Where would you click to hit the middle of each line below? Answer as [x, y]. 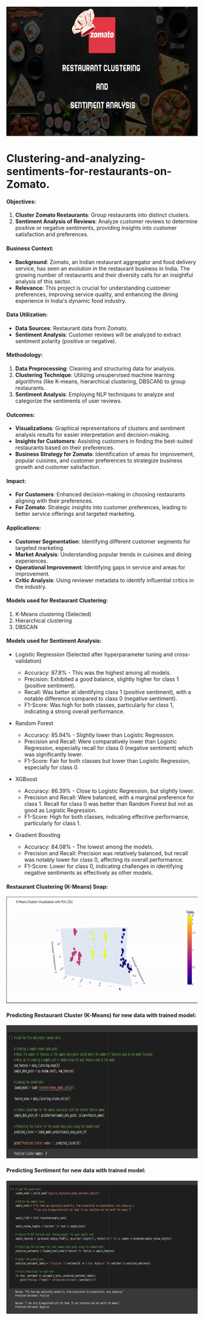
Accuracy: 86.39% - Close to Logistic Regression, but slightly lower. [109, 791]
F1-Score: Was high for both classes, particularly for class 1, [99, 705]
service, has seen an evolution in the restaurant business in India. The [102, 268]
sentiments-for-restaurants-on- [89, 172]
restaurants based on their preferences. [65, 448]
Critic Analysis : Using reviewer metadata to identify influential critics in [104, 580]
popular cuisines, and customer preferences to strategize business [99, 460]
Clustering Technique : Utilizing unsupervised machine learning [95, 375]
